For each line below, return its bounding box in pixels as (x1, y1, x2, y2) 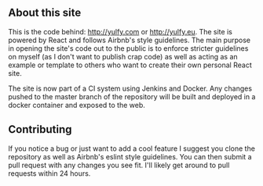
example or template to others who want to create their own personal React (8, 60, 253, 70)
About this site (8, 6, 82, 20)
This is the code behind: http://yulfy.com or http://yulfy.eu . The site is (8, 27, 233, 36)
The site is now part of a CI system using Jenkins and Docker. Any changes (8, 84, 253, 93)
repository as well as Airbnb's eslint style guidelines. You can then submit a (8, 152, 252, 161)
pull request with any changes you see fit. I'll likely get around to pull (8, 160, 230, 170)
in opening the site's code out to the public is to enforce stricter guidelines (8, 43, 249, 53)
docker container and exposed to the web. (8, 100, 145, 109)
